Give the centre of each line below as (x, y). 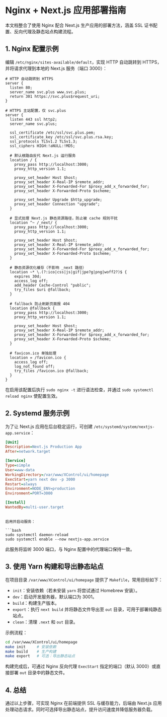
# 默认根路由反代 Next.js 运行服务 (43, 156)
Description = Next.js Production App (44, 447)
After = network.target (28, 452)
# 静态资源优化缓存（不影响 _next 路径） (48, 267)
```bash (13, 530)
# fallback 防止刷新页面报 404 (40, 304)
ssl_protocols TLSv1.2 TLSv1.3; (44, 141)
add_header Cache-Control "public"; (53, 285)
